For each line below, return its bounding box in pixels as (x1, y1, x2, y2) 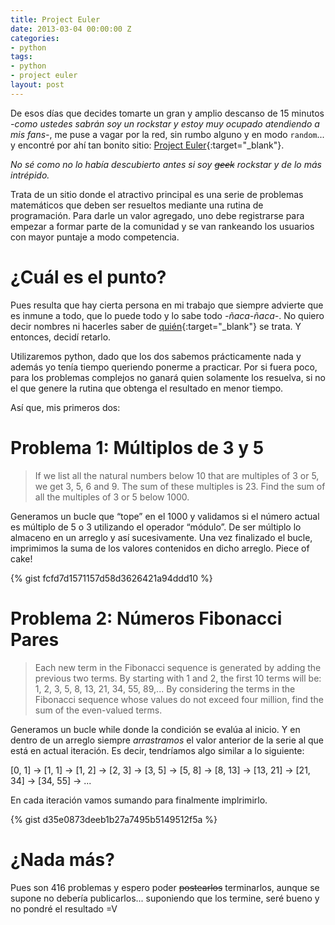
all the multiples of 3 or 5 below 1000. (34, 491, 190, 503)
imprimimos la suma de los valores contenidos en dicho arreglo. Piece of (10, 542, 310, 554)
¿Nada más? (10, 848, 115, 871)
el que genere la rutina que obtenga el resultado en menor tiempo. (10, 382, 284, 394)
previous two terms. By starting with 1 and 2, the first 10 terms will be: (34, 672, 322, 684)
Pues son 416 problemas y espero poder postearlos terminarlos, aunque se (10, 881, 320, 893)
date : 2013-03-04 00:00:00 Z (10, 24, 132, 34)
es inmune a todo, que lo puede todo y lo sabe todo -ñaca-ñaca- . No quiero (10, 309, 325, 321)
